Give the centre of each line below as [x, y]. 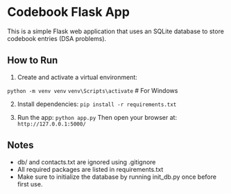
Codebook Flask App [69, 12]
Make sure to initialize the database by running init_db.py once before [117, 177]
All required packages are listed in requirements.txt [90, 169]
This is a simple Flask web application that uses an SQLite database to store [115, 31]
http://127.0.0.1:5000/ [52, 124]
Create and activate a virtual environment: [77, 77]
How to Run [33, 61]
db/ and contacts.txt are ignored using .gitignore [86, 162]
